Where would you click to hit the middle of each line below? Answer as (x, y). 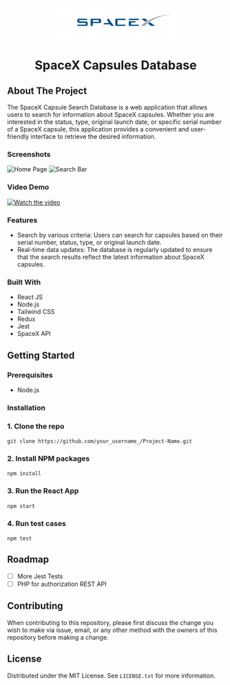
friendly (18, 136)
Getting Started (41, 355)
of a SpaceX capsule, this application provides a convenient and (98, 129)
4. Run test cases (37, 523)
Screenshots (29, 154)
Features (22, 220)
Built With (24, 282)
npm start (21, 506)
